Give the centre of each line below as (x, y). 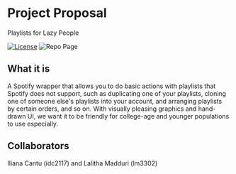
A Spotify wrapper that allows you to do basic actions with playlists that (112, 86)
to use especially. (33, 124)
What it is (29, 69)
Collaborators (38, 146)
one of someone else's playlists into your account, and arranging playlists (115, 101)
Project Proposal (57, 13)
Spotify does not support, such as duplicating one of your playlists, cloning (117, 93)
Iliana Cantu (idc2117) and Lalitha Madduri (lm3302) (83, 163)
